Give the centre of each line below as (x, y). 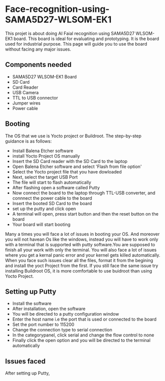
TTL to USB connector (35, 98)
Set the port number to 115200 (43, 325)
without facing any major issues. (38, 49)
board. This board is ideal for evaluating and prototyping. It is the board (86, 39)
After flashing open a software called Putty (56, 187)
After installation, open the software (49, 309)
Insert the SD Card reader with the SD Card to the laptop (70, 161)
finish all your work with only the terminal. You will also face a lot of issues (81, 250)
